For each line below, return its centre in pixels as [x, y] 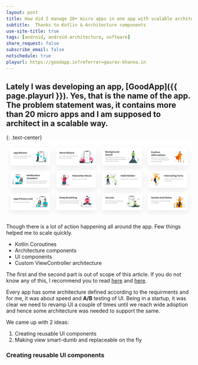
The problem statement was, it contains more [91, 105]
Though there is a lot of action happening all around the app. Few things [93, 226]
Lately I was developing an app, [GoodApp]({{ [92, 87]
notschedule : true [29, 56]
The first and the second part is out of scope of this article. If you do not [94, 274]
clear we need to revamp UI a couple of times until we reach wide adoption [97, 304]
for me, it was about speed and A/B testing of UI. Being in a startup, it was [96, 298]
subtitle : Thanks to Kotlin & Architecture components [76, 25]
